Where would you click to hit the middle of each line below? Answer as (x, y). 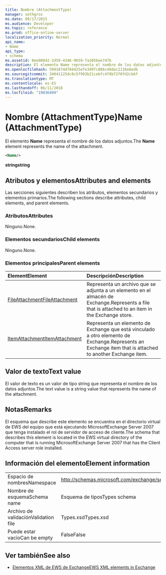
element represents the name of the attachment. (54, 146)
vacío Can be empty (30, 538)
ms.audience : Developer (30, 24)
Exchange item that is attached (122, 348)
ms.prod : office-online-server (37, 33)
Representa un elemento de (118, 323)
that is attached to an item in (119, 309)
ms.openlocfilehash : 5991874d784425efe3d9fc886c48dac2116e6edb (72, 70)
